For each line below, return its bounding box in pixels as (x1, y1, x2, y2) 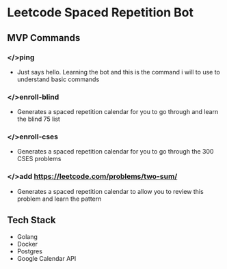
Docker (16, 240, 38, 248)
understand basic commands (16, 75, 100, 83)
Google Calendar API (16, 254, 77, 262)
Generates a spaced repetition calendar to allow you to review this (16, 187, 204, 195)
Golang (16, 232, 38, 240)
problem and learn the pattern (16, 195, 102, 203)
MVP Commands (7, 32, 81, 44)
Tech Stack (7, 214, 56, 226)
